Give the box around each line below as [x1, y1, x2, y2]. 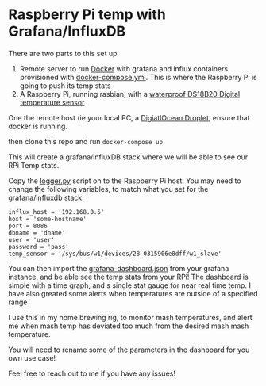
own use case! [8, 353, 56, 362]
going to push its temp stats [19, 81, 111, 90]
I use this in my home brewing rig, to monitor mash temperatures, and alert [8, 312, 253, 322]
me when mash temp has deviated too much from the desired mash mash [8, 321, 249, 331]
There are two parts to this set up [8, 48, 118, 58]
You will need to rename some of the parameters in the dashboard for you [8, 345, 250, 354]
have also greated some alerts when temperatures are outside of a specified [8, 289, 258, 298]
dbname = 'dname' [8, 228, 66, 237]
